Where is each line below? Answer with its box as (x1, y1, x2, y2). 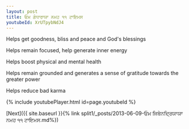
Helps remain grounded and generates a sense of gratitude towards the (6, 70, 179, 77)
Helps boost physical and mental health (6, 58, 101, 65)
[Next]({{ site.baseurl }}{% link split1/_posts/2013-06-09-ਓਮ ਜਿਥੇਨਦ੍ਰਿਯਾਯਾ (6, 110, 183, 117)
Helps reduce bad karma (6, 87, 66, 94)
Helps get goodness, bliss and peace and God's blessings (6, 36, 146, 43)
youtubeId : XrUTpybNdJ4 (6, 19, 64, 25)
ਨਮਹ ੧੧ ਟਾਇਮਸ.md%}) (6, 117, 59, 124)
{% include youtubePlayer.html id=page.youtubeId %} (6, 99, 136, 106)
